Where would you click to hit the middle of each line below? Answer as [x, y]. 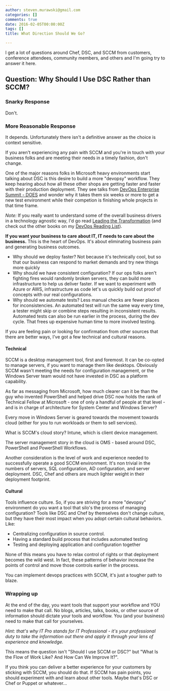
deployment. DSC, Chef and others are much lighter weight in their [75, 474]
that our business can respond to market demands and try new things [86, 262]
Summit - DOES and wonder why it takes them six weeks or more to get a [82, 194]
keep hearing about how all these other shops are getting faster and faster [83, 184]
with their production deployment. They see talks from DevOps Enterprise [82, 189]
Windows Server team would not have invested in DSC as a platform [77, 376]
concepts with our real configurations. [53, 294]
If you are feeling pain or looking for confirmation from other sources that [82, 331]
